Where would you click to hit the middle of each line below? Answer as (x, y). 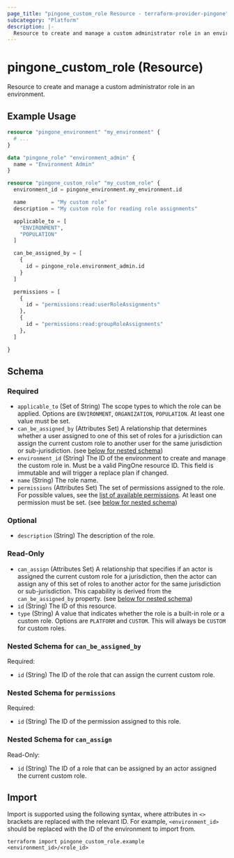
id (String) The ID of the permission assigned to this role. (99, 721)
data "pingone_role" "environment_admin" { (71, 157)
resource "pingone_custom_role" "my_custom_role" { (84, 183)
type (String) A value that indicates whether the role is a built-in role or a (121, 613)
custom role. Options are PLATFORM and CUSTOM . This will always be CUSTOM (122, 621)
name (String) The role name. (58, 481)
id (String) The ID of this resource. (67, 606)
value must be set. (44, 421)
